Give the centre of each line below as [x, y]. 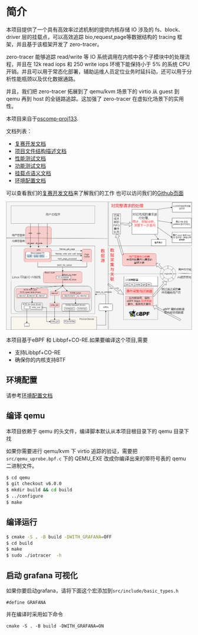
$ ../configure [25, 496]
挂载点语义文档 [33, 173]
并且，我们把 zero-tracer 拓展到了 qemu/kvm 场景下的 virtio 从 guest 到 [93, 91]
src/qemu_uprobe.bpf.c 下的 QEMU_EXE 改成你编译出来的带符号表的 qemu [96, 458]
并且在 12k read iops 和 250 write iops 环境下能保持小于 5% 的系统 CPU [103, 64]
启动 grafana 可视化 [42, 575]
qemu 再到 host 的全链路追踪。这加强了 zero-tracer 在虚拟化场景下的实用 [95, 98]
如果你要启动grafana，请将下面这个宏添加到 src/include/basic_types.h [92, 591]
